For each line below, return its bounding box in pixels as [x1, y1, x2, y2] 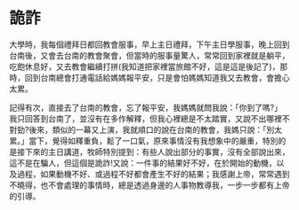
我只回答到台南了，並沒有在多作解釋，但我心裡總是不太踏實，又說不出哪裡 [9, 113, 282, 124]
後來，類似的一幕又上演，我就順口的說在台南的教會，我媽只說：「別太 [28, 124, 283, 135]
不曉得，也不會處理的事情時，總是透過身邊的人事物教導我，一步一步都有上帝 [9, 179, 290, 191]
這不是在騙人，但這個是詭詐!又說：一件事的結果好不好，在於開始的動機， [9, 157, 278, 168]
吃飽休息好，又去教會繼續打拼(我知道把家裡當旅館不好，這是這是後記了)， [9, 61, 280, 72]
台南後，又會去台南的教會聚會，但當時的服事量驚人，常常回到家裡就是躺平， [9, 50, 290, 60]
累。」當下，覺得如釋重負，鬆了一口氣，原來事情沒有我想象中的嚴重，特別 [9, 135, 279, 146]
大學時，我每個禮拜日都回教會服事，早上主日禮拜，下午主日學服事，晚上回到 [9, 39, 290, 50]
